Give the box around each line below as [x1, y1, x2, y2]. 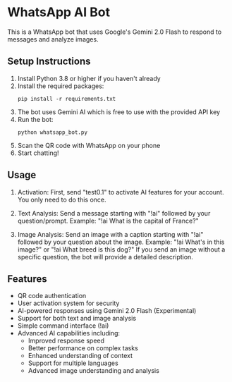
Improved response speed [28, 336, 104, 345]
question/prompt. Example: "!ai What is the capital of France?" [17, 216, 199, 225]
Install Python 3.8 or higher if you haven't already [17, 74, 161, 82]
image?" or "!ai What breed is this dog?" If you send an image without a [17, 245, 226, 254]
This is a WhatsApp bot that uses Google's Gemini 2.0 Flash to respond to [7, 27, 222, 36]
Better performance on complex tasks [28, 344, 139, 352]
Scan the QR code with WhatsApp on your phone [17, 141, 161, 149]
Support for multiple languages [28, 359, 118, 367]
